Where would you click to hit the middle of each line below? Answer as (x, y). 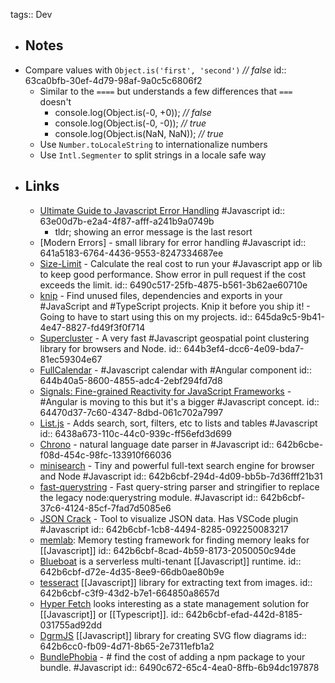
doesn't (55, 101)
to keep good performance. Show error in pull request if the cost (173, 274)
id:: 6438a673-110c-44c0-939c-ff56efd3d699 (135, 433)
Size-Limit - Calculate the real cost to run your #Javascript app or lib (181, 263)
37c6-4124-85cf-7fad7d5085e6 (105, 508)
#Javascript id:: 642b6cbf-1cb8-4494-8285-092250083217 (164, 529)
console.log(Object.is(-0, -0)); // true (130, 123)
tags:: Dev (31, 14)
